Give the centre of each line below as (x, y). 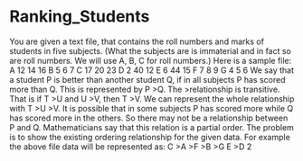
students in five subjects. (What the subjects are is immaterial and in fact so (151, 50)
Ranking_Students (80, 17)
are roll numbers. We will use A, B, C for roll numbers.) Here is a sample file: (151, 60)
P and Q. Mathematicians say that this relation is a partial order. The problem (151, 127)
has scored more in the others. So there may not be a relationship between (149, 118)
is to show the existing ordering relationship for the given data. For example (150, 137)
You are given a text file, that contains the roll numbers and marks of (137, 41)
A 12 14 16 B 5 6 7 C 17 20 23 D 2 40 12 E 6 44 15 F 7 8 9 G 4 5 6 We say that (152, 70)
